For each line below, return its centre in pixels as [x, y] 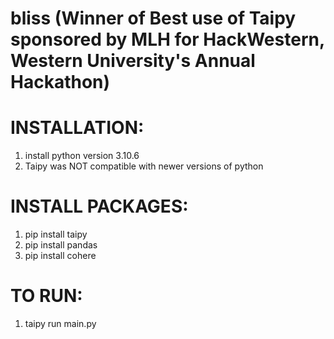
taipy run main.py [60, 323]
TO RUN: [46, 296]
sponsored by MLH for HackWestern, [167, 39]
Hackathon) [60, 82]
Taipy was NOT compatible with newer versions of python [144, 166]
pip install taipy [56, 234]
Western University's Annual [133, 61]
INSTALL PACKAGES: [99, 206]
